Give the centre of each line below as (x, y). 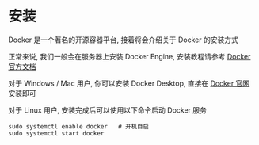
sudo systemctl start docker (56, 133)
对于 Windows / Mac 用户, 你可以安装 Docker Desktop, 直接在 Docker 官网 (129, 83)
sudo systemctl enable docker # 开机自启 (78, 126)
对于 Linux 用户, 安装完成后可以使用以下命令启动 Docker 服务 (108, 110)
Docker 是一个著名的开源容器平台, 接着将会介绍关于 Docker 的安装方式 (124, 40)
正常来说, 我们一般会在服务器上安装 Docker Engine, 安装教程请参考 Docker (129, 56)
